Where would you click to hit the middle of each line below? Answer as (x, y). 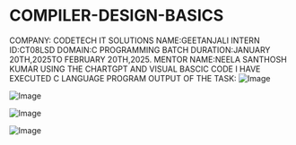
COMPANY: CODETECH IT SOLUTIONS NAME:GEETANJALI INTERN (135, 40)
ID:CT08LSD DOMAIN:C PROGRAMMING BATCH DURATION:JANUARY (140, 49)
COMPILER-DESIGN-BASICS (117, 16)
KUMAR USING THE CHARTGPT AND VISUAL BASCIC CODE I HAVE (135, 69)
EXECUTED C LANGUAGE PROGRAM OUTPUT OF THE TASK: (123, 78)
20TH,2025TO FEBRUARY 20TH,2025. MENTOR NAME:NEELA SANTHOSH (148, 59)
